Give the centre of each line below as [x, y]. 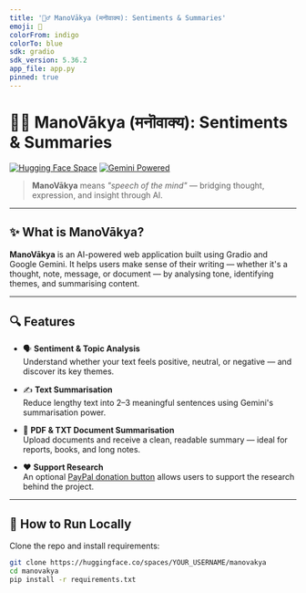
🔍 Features [42, 322]
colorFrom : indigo [44, 35]
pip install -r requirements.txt [73, 579]
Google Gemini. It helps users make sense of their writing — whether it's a [149, 264]
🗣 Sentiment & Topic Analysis [82, 349]
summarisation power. [64, 412]
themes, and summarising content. [75, 283]
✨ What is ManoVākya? [77, 232]
